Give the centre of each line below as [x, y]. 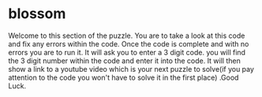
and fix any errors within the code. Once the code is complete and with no [129, 43]
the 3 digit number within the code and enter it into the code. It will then [124, 61]
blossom [37, 14]
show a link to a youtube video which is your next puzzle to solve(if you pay [131, 69]
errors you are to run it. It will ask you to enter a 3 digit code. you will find [127, 52]
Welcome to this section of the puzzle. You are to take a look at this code [127, 35]
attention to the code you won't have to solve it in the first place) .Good [124, 77]
